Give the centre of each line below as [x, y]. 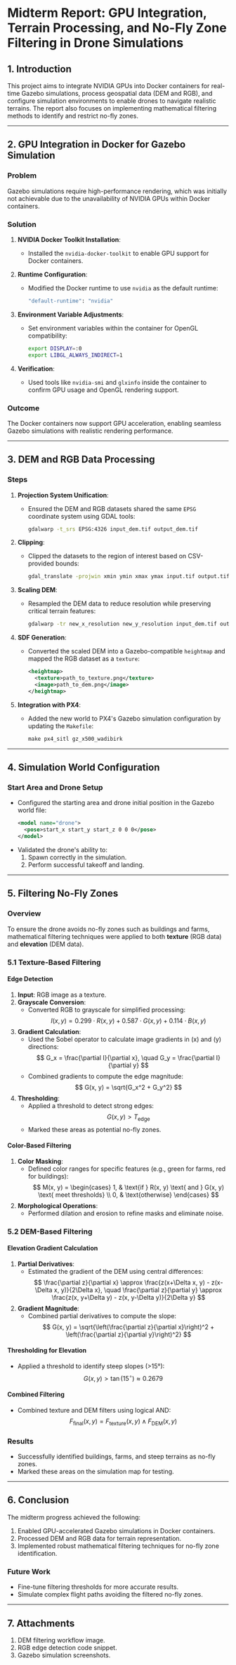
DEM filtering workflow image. [61, 1640]
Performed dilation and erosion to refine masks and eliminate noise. [126, 1213]
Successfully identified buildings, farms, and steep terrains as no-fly [116, 1456]
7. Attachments [41, 1623]
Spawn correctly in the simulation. [77, 857]
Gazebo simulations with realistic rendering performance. [90, 431]
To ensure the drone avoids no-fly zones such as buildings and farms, [109, 929]
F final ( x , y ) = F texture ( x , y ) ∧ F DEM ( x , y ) [123, 1422]
